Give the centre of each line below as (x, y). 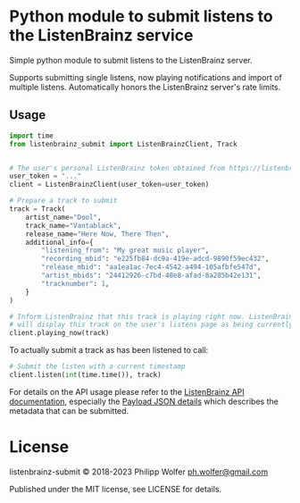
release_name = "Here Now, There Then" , (97, 234)
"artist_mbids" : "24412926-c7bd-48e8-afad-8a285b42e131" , (151, 275)
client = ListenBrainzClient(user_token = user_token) (109, 185)
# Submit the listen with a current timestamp (97, 367)
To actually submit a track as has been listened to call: (109, 350)
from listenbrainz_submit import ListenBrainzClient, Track (124, 144)
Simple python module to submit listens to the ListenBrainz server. (131, 60)
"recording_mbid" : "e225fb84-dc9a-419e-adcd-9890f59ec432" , (155, 259)
